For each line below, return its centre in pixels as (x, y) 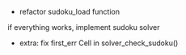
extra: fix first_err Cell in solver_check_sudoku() (99, 43)
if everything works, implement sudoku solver (84, 27)
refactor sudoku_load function (70, 12)
